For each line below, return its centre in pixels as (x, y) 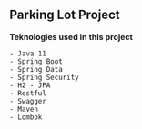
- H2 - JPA (30, 85)
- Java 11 (28, 54)
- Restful (28, 93)
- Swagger (28, 101)
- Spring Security (44, 77)
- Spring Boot (36, 61)
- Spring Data (36, 69)
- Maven (24, 109)
